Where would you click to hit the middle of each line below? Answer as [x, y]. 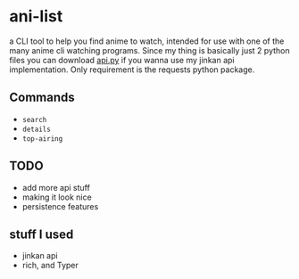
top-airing [42, 139]
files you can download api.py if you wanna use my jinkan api [122, 60]
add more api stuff [56, 187]
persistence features [60, 206]
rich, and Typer [50, 266]
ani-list [36, 16]
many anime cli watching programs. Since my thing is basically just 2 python [149, 50]
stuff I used [42, 234]
